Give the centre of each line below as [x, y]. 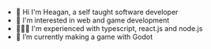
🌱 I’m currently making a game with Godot [84, 37]
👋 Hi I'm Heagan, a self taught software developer [97, 12]
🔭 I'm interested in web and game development [92, 20]
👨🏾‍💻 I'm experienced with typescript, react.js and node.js [109, 28]
